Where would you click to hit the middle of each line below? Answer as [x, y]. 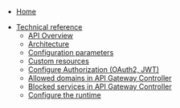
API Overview [51, 36]
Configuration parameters [71, 52]
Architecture [49, 44]
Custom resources [59, 61]
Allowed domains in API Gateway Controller [100, 78]
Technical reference [49, 27]
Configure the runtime [65, 95]
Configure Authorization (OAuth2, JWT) [93, 70]
